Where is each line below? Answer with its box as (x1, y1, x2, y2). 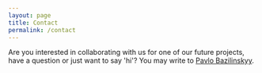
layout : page (8, 11, 51, 20)
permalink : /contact (8, 26, 77, 34)
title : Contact (8, 19, 59, 27)
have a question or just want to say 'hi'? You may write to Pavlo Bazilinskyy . (8, 56, 255, 65)
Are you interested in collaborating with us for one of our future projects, (8, 48, 245, 57)
